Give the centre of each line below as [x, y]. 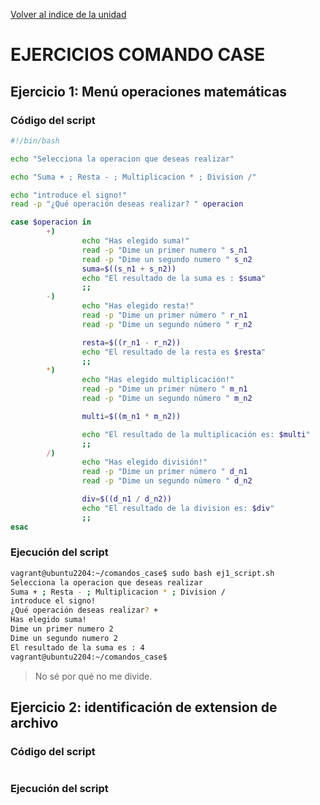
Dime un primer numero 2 [62, 629]
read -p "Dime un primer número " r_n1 [164, 315]
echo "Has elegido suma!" [135, 241]
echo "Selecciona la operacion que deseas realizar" [122, 159]
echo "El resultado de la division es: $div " [178, 508]
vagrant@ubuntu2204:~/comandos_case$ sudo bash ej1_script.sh [142, 573]
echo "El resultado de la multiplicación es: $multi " [196, 434]
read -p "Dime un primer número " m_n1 [164, 389]
